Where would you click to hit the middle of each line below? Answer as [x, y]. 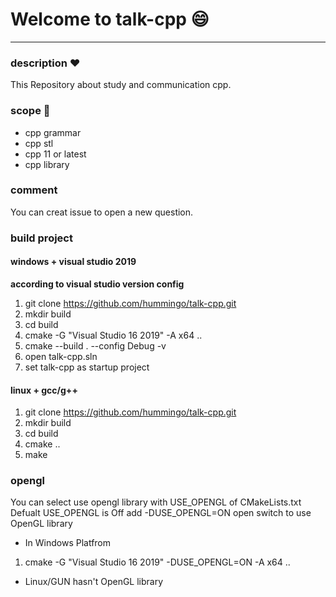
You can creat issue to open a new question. [102, 212]
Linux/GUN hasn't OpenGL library [94, 582]
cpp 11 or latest [55, 154]
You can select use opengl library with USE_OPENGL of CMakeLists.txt [156, 502]
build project [41, 238]
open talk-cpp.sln [61, 356]
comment [34, 190]
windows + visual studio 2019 [73, 262]
